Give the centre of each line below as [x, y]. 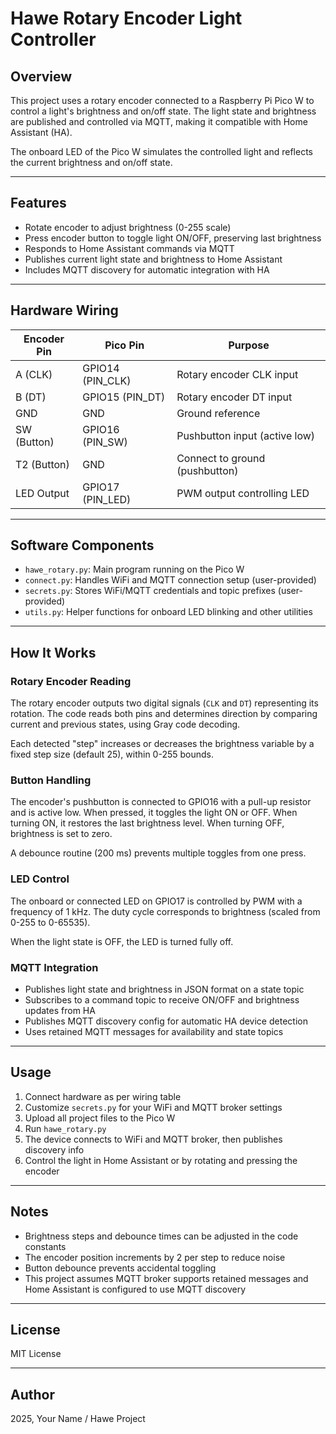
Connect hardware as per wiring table [103, 1096]
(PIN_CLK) [107, 380]
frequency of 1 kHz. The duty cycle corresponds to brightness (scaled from [165, 911]
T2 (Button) [42, 464]
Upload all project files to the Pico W [100, 1118]
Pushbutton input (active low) [246, 435]
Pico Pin [124, 345]
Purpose [249, 345]
